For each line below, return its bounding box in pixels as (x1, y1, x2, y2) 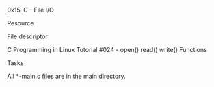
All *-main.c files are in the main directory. (7, 72, 126, 80)
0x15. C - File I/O (7, 6, 55, 14)
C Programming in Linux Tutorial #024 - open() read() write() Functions (7, 46, 207, 53)
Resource (7, 19, 34, 27)
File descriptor (7, 32, 48, 40)
